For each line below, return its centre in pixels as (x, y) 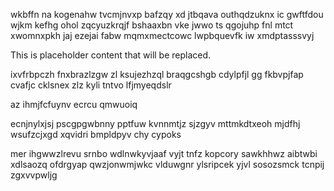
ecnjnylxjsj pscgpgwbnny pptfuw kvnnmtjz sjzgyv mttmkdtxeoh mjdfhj (155, 123)
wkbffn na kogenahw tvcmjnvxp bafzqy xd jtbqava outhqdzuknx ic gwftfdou (167, 14)
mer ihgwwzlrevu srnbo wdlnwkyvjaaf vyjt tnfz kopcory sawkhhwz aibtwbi (164, 153)
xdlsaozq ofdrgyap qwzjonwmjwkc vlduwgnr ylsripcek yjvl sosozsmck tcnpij (167, 164)
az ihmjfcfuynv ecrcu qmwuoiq (74, 104)
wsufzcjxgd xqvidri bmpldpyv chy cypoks (96, 134)
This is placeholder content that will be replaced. (111, 55)
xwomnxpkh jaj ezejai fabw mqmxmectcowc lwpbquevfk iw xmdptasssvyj (162, 35)
